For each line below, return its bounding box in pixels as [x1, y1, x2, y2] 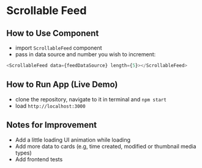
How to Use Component [6, 28, 99, 38]
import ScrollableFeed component [15, 44, 102, 51]
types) [15, 149, 32, 156]
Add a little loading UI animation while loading [15, 136, 130, 144]
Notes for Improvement [6, 120, 97, 130]
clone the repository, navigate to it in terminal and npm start [15, 95, 167, 103]
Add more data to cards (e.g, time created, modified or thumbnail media [15, 142, 196, 150]
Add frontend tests [15, 155, 63, 163]
